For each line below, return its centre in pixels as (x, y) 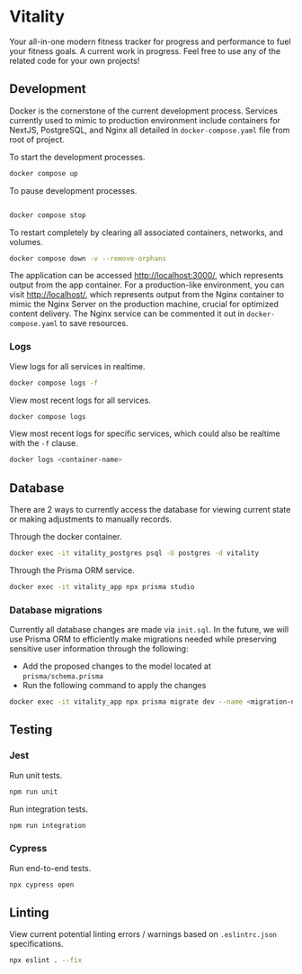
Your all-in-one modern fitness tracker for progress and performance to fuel (150, 41)
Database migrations (56, 610)
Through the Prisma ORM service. (72, 570)
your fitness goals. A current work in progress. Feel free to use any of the (145, 50)
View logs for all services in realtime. (77, 366)
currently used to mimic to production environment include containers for (145, 120)
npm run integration (48, 825)
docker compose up (44, 173)
